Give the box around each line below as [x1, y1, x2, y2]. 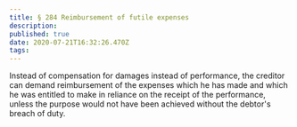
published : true [9, 29, 70, 38]
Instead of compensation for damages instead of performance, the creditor [9, 70, 285, 81]
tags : [9, 46, 29, 55]
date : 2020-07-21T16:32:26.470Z [9, 37, 129, 47]
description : [9, 21, 58, 30]
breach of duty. [9, 108, 66, 119]
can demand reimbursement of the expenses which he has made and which [9, 80, 288, 91]
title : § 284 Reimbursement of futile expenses [9, 12, 190, 22]
